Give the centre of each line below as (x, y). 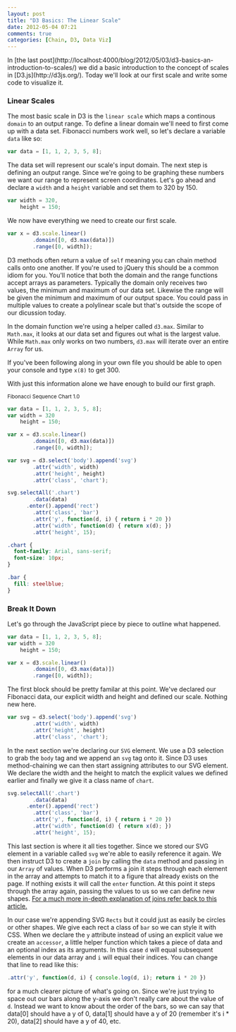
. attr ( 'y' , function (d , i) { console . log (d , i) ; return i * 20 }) (107, 978)
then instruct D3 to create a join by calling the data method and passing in (116, 861)
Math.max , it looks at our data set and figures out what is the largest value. (114, 334)
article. (17, 906)
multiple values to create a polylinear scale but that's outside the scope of (114, 305)
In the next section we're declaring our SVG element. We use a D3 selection (116, 750)
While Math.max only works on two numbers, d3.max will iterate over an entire (118, 341)
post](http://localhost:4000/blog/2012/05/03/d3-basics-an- (126, 60)
